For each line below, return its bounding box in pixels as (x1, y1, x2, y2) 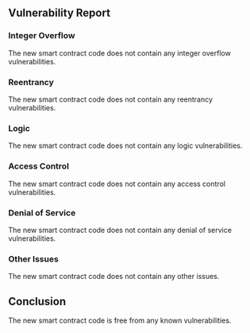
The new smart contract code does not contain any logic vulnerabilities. (8, 141, 243, 150)
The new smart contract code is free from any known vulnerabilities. (8, 316, 232, 325)
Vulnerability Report (8, 6, 111, 20)
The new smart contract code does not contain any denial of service (8, 225, 233, 234)
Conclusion (8, 294, 67, 308)
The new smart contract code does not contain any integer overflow (8, 48, 232, 58)
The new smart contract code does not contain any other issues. (8, 272, 220, 281)
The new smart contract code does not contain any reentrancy (8, 95, 213, 104)
